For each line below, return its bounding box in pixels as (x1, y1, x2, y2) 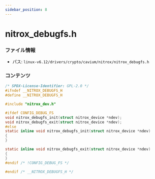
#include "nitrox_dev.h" (5, 102, 56, 107)
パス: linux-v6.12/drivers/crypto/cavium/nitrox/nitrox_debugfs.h (12, 59, 149, 65)
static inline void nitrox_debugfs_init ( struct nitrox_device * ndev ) (5, 128, 151, 134)
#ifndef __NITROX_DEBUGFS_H (5, 88, 63, 93)
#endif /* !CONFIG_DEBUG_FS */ (5, 160, 69, 165)
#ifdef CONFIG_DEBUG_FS (5, 110, 54, 115)
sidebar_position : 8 (5, 7, 48, 12)
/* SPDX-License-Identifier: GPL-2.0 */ (5, 84, 90, 89)
